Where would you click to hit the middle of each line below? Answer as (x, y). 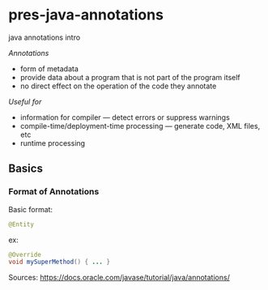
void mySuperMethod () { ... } (60, 262)
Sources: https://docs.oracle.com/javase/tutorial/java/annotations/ (119, 278)
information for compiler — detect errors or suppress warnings (125, 117)
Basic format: (31, 209)
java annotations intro (45, 37)
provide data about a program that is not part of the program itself (130, 77)
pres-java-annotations (86, 15)
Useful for (25, 101)
